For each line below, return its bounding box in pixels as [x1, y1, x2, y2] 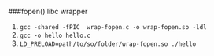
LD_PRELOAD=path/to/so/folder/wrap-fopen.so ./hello [19, 40, 197, 48]
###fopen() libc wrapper [8, 7, 88, 16]
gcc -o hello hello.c [19, 32, 90, 39]
